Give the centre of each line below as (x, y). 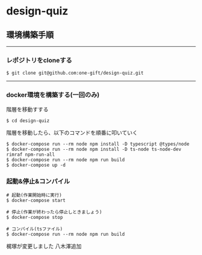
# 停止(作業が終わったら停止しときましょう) (54, 212)
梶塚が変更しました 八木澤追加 (44, 246)
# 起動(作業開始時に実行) (34, 195)
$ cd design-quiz (28, 121)
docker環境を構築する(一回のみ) (53, 95)
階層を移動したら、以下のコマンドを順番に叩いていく (72, 132)
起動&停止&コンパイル (38, 181)
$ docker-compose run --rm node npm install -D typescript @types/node (98, 144)
